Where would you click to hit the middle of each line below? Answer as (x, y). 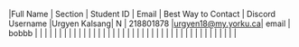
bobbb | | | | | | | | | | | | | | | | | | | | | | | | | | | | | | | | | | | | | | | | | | (122, 33)
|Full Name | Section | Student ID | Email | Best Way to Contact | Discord (142, 14)
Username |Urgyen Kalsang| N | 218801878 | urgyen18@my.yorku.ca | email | (149, 23)
